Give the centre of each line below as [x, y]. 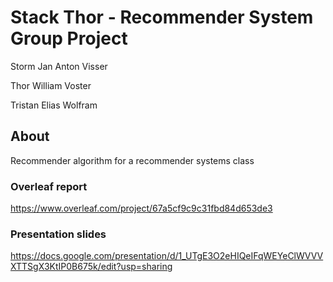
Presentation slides [58, 234]
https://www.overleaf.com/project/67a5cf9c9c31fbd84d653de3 [141, 208]
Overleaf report [49, 186]
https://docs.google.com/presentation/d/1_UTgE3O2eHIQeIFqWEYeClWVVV [167, 256]
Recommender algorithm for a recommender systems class [132, 160]
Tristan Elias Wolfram [54, 105]
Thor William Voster [51, 85]
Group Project [69, 38]
